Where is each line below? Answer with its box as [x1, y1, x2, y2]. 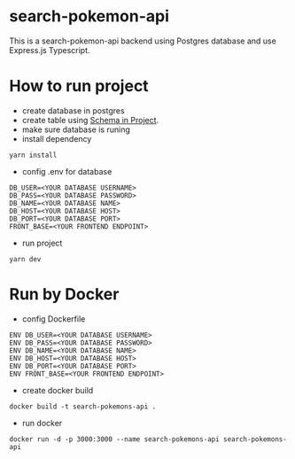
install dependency [21, 133, 92, 144]
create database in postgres [21, 105, 126, 116]
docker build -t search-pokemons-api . [9, 401, 157, 411]
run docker [21, 417, 63, 428]
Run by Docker [9, 284, 120, 305]
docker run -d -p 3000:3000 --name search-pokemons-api [9, 434, 220, 444]
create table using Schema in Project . [21, 114, 159, 125]
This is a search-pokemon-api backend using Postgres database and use [9, 35, 276, 46]
